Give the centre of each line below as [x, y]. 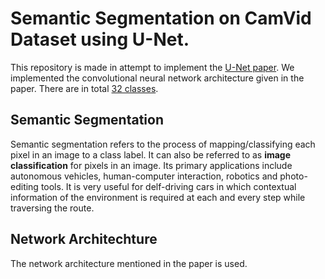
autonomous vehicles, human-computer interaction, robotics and [144, 176]
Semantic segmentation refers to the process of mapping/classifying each [163, 144]
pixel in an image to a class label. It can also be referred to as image [151, 154]
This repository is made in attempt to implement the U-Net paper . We [152, 67]
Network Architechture [84, 239]
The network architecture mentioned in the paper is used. [129, 263]
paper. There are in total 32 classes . [84, 88]
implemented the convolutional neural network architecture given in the [157, 78]
